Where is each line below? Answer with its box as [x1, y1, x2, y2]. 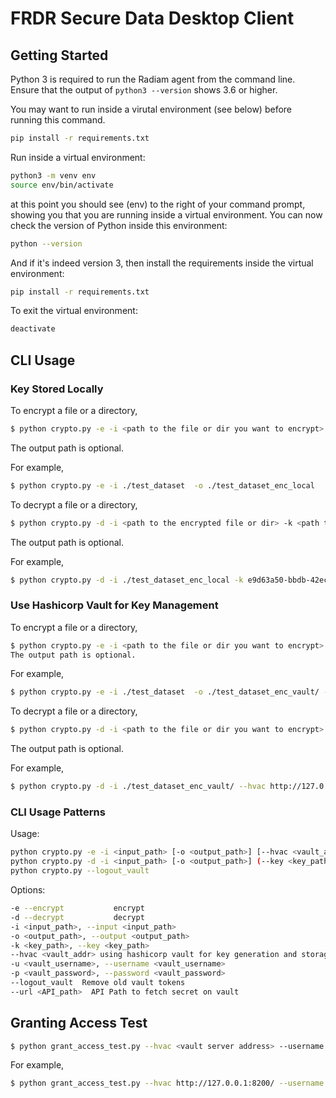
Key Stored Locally [10, 382, 104, 396]
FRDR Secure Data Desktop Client [10, 7, 295, 30]
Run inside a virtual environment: [10, 151, 146, 163]
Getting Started [10, 47, 109, 64]
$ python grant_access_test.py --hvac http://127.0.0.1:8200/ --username [10, 1078, 325, 1089]
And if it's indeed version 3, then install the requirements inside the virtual [10, 257, 314, 269]
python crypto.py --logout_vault [10, 866, 150, 876]
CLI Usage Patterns [10, 805, 106, 819]
